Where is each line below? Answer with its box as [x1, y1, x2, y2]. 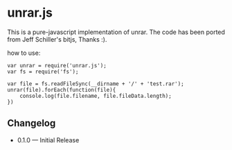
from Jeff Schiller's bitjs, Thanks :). [7, 35, 107, 43]
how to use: [7, 49, 41, 57]
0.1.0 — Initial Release [17, 135, 80, 144]
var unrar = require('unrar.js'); [7, 62, 107, 69]
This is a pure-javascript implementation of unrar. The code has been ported [7, 28, 225, 36]
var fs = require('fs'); [7, 68, 79, 75]
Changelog [7, 117, 56, 129]
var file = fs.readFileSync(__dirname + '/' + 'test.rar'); [7, 80, 185, 87]
